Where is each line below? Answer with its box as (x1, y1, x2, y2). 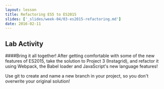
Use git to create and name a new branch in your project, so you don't (5, 73, 149, 79)
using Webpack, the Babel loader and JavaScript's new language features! (5, 63, 158, 70)
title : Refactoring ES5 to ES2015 (5, 12, 77, 17)
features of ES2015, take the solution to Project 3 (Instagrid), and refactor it (5, 58, 159, 64)
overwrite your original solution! (5, 78, 71, 85)
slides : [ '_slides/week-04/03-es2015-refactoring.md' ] (5, 16, 121, 21)
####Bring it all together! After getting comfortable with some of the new (5, 53, 155, 59)
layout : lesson (5, 7, 37, 12)
